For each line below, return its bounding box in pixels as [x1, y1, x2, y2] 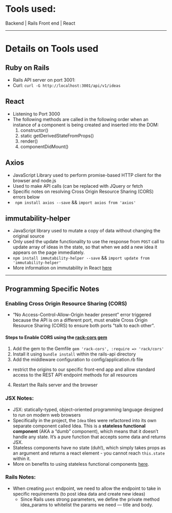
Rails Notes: [5, 473, 36, 481]
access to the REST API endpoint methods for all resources [12, 372, 138, 378]
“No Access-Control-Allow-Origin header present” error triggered [12, 311, 152, 318]
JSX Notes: [5, 394, 34, 402]
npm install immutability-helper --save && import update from [12, 255, 150, 261]
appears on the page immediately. [12, 249, 85, 255]
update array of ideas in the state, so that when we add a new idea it [12, 244, 158, 250]
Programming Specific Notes [5, 284, 100, 293]
